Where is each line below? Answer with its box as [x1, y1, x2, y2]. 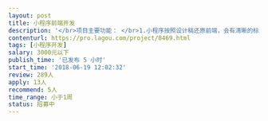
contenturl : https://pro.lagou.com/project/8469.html [8, 33, 191, 42]
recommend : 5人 [8, 85, 57, 94]
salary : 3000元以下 [8, 49, 69, 57]
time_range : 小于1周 [8, 93, 73, 101]
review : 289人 [8, 71, 54, 79]
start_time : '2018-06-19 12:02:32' [8, 64, 127, 72]
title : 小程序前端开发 [8, 19, 76, 27]
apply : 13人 [8, 78, 47, 86]
